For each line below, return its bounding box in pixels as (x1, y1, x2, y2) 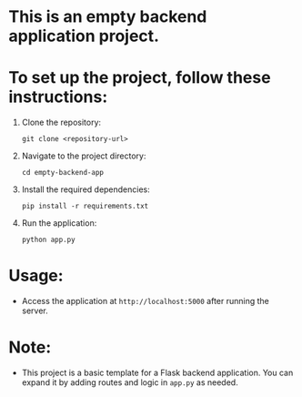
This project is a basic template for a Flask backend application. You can (21, 367, 294, 378)
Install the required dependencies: (21, 184, 151, 195)
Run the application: (21, 218, 97, 229)
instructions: (8, 87, 108, 107)
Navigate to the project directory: (21, 150, 146, 161)
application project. (8, 25, 160, 46)
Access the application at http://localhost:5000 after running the (21, 296, 269, 307)
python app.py (21, 235, 75, 245)
